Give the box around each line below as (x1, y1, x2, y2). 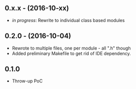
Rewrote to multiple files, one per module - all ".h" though (12, 45, 131, 51)
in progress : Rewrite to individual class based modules (12, 17, 125, 23)
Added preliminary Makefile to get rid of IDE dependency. (12, 50, 131, 56)
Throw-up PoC (12, 78, 43, 84)
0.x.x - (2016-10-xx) (5, 4, 69, 12)
